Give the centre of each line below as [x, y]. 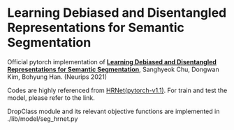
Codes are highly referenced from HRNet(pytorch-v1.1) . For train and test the [117, 90]
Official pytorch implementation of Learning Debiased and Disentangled [112, 62]
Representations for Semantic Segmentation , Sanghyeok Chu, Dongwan [113, 69]
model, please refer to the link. [51, 97]
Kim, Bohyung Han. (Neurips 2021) [57, 77]
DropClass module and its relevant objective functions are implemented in [114, 111]
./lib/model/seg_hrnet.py [43, 118]
